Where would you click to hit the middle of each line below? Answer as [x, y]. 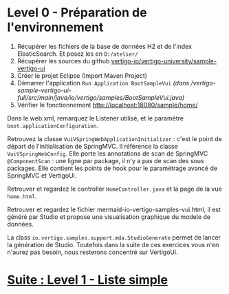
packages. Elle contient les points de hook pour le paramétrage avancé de [112, 168]
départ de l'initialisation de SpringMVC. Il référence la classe [93, 146]
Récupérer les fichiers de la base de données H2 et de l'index [105, 46]
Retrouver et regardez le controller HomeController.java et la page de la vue [115, 189]
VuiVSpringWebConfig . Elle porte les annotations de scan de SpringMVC [108, 154]
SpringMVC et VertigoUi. [42, 175]
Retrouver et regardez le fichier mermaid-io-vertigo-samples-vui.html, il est [114, 209]
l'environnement [55, 27]
